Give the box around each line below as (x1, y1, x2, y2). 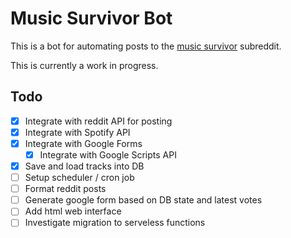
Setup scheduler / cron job (24, 172, 135, 184)
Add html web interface (24, 205, 122, 217)
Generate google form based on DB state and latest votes (24, 194, 263, 206)
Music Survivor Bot (10, 7, 173, 30)
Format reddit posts (24, 183, 107, 195)
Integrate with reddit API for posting (24, 115, 173, 127)
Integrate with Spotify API (24, 126, 131, 138)
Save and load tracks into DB (24, 160, 145, 172)
